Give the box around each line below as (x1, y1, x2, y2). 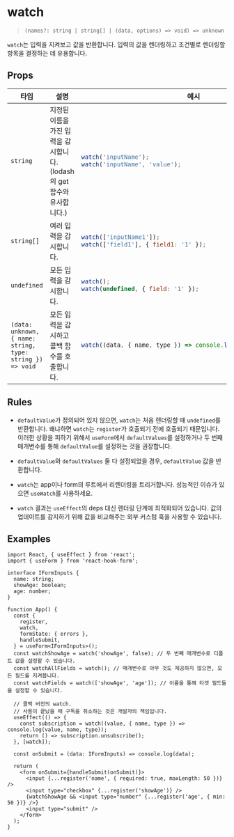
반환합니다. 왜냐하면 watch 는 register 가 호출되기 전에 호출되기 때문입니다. (17, 424, 220, 432)
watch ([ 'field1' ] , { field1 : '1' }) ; (81, 240, 207, 248)
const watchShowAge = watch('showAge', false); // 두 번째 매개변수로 (13, 650, 211, 657)
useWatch (30, 490, 56, 497)
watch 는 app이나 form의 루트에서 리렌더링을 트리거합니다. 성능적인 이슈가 (17, 480, 217, 488)
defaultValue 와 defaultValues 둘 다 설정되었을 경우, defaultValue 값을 (17, 457, 214, 465)
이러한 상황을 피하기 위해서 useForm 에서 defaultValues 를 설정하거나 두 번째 (17, 433, 223, 441)
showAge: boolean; (13, 582, 68, 589)
